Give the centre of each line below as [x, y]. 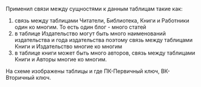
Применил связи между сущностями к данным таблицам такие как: [94, 9]
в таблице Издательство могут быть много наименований [90, 33]
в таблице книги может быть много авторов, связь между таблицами [105, 53]
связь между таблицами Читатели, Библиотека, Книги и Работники [102, 20]
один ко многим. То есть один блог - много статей [80, 27]
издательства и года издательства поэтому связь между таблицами [103, 40]
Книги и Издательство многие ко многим [68, 46]
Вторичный [20, 78]
